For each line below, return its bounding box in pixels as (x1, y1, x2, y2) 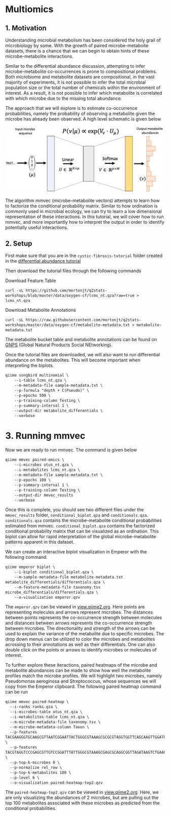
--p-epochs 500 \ (14, 393, 51, 398)
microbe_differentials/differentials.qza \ (5, 590, 99, 595)
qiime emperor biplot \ (5, 564, 56, 570)
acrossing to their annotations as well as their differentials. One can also (5, 641, 155, 647)
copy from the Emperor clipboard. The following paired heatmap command (5, 683, 161, 689)
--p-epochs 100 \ (14, 477, 51, 483)
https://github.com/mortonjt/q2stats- (25, 288, 108, 293)
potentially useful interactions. (5, 224, 68, 231)
